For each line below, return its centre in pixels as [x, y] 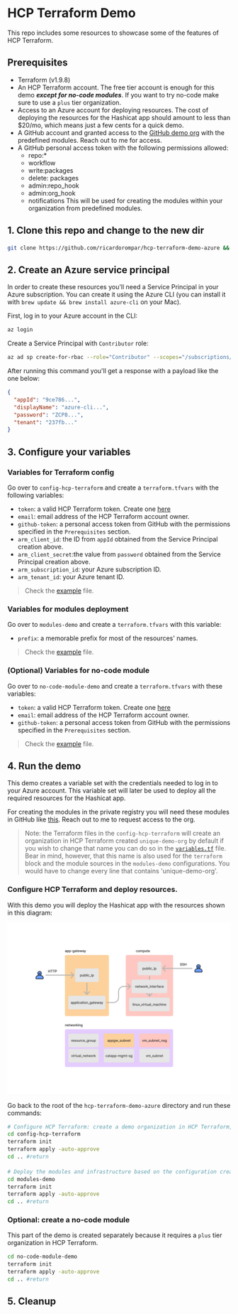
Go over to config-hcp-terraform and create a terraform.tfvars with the [113, 488]
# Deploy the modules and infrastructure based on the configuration [112, 1172]
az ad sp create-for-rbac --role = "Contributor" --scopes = [95, 357]
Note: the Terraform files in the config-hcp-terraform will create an [123, 834]
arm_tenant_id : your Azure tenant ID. [71, 576]
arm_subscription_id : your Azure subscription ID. [89, 569]
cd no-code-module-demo [42, 1257]
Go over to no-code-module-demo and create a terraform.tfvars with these [115, 686]
